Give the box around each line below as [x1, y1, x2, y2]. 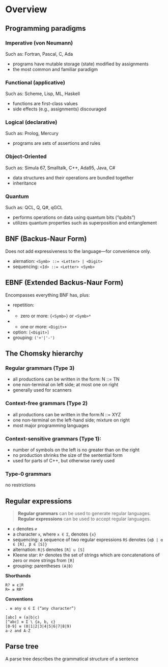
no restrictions [5, 482, 36, 488]
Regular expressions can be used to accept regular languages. [17, 516, 151, 522]
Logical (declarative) [5, 119, 58, 126]
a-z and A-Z [5, 628, 31, 634]
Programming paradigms [5, 24, 86, 33]
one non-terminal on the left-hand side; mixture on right [12, 417, 130, 423]
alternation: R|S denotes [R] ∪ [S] [12, 546, 85, 553]
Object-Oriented [5, 153, 47, 160]
